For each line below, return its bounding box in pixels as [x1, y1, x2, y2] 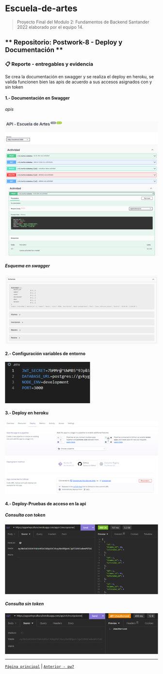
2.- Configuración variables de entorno [5, 351, 86, 356]
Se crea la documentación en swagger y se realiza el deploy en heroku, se [5, 73, 154, 79]
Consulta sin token [5, 601, 44, 606]
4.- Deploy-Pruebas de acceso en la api [5, 501, 86, 507]
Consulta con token [5, 512, 46, 518]
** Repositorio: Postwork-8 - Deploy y [5, 38, 123, 47]
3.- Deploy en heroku [5, 409, 49, 416]
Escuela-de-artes [5, 3, 78, 14]
